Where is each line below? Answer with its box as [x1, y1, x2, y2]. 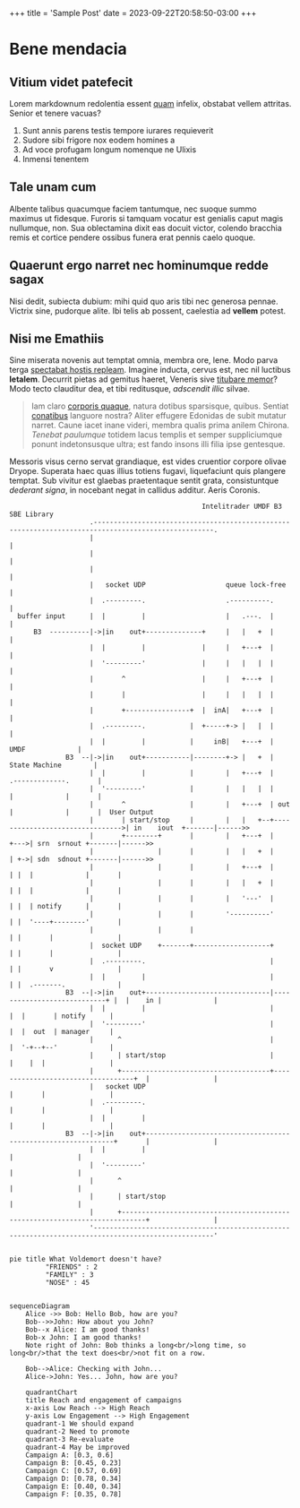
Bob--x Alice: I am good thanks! [25, 1325, 150, 1334]
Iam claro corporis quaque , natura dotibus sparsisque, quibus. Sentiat [30, 401, 289, 411]
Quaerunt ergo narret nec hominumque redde [9, 258, 269, 273]
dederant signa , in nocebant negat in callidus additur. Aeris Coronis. [9, 485, 261, 495]
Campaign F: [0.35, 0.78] [25, 1490, 123, 1499]
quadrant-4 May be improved [25, 1443, 130, 1452]
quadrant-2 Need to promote [25, 1427, 130, 1436]
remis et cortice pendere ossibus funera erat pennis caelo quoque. [9, 232, 256, 243]
